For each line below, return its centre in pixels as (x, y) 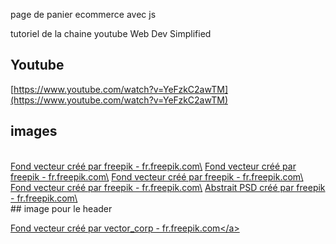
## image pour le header (61, 208)
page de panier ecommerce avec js (83, 14)
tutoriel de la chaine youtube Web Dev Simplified (111, 33)
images (34, 131)
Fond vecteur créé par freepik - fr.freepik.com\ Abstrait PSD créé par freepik (168, 187)
